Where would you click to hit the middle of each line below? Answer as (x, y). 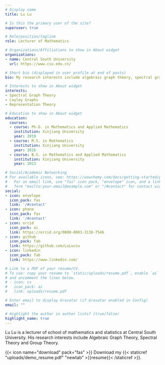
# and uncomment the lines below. (41, 278)
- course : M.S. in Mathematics (41, 141)
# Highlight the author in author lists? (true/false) (62, 314)
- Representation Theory (30, 104)
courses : (18, 123)
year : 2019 (25, 136)
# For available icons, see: (35, 177)
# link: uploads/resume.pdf (36, 292)
